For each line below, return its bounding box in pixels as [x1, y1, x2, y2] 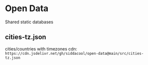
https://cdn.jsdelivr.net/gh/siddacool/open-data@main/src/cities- [5, 51, 144, 56]
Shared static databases [5, 19, 54, 25]
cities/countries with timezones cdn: [5, 46, 77, 51]
